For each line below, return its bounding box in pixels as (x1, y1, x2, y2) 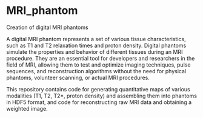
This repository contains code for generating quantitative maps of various (6, 85, 190, 93)
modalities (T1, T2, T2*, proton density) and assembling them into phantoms (6, 92, 197, 99)
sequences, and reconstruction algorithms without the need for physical (6, 67, 187, 74)
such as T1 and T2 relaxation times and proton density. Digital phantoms (6, 42, 187, 49)
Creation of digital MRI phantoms (6, 24, 89, 31)
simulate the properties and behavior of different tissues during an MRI (6, 48, 183, 55)
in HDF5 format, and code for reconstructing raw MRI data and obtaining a (6, 98, 192, 106)
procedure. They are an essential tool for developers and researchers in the (6, 54, 195, 62)
